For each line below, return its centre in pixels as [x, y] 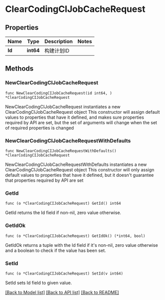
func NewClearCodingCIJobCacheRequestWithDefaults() [61, 151]
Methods [19, 69]
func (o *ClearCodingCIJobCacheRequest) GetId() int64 [63, 204]
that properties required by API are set [44, 180]
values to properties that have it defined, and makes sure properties [75, 117]
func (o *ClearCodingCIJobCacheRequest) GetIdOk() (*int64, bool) [75, 236]
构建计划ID [57, 51]
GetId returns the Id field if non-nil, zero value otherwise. [63, 213]
